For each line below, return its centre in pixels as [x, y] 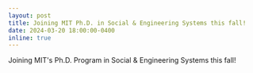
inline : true [30, 38]
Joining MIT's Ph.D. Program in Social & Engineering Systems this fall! [122, 60]
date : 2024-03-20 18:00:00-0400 [61, 30]
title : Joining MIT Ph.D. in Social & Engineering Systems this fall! [127, 23]
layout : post [30, 15]
